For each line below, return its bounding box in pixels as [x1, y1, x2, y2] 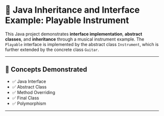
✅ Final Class [12, 95, 39, 101]
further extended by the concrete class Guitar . [5, 46, 99, 52]
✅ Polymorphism [12, 100, 46, 106]
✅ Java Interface [12, 78, 46, 84]
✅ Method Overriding [12, 89, 55, 95]
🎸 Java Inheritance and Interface [5, 4, 140, 16]
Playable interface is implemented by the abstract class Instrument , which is [5, 41, 159, 47]
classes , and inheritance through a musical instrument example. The [5, 36, 144, 42]
